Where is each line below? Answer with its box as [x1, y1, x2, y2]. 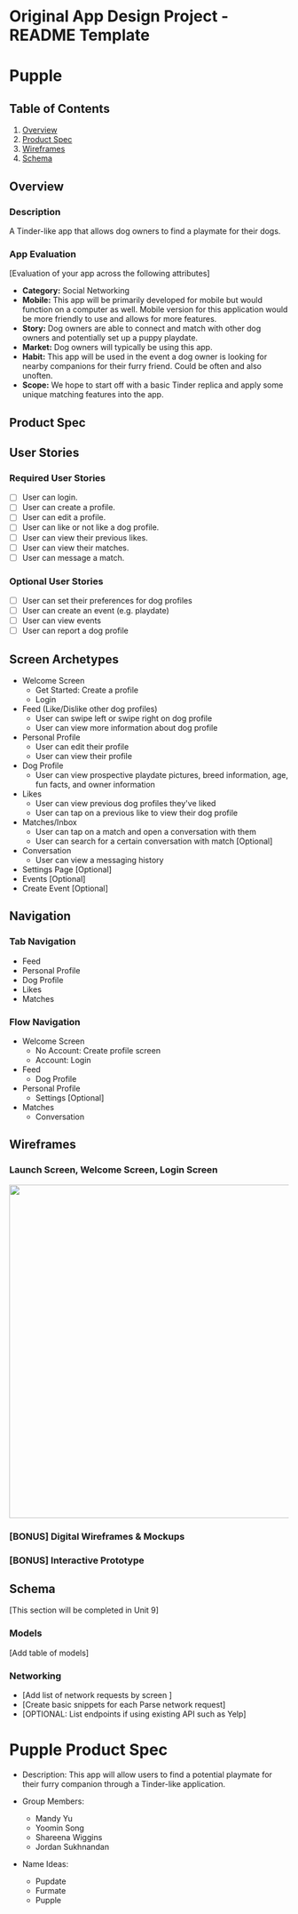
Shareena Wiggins [35, 1831, 103, 1842]
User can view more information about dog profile [35, 723, 218, 733]
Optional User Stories [9, 575, 104, 588]
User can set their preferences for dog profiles [21, 595, 192, 605]
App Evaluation [9, 247, 77, 260]
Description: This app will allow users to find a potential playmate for [21, 1769, 273, 1780]
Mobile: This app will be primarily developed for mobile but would [21, 295, 263, 306]
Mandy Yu [35, 1813, 74, 1823]
